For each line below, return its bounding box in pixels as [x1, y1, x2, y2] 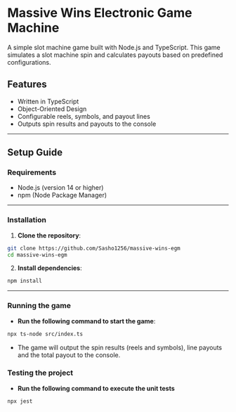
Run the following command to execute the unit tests [17, 384, 176, 392]
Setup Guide [7, 146, 63, 159]
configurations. [7, 58, 51, 66]
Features [7, 79, 47, 91]
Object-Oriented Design [17, 104, 87, 113]
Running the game [7, 301, 72, 311]
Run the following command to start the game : [17, 316, 156, 325]
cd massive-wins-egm [7, 251, 68, 258]
